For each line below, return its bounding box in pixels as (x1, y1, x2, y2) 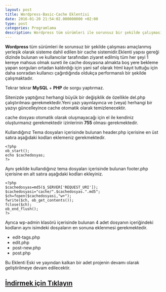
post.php (12, 250, 31, 256)
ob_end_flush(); (5, 207, 39, 211)
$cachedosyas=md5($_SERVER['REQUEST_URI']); (5, 185, 98, 190)
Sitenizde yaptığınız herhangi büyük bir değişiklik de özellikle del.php (5, 94, 146, 100)
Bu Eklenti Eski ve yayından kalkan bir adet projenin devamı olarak (5, 260, 139, 265)
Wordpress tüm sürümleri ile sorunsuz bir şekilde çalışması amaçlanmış (5, 44, 152, 49)
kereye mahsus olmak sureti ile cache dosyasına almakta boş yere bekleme (5, 60, 159, 65)
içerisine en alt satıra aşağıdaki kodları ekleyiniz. (5, 171, 103, 177)
